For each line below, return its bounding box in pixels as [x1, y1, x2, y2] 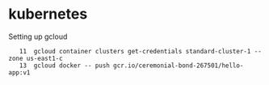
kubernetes [8, 5, 88, 23]
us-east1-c [26, 54, 63, 62]
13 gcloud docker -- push [19, 62, 111, 70]
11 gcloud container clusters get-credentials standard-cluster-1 [19, 47, 251, 55]
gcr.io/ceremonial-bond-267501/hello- [112, 62, 244, 70]
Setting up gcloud [8, 32, 68, 41]
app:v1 [8, 68, 31, 77]
